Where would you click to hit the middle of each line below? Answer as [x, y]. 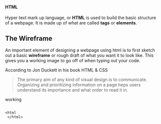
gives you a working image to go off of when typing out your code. [73, 61]
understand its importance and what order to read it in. [73, 90]
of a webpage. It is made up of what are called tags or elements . [71, 23]
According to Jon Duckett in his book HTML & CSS [56, 70]
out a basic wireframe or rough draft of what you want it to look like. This [79, 55]
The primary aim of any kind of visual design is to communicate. [82, 80]
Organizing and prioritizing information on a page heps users [79, 85]
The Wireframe [29, 38]
